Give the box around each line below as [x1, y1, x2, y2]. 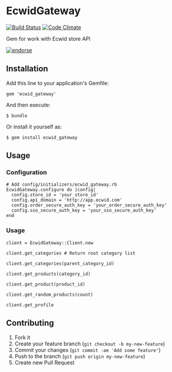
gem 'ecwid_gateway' [6, 90, 57, 97]
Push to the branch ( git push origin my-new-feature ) [14, 352, 145, 360]
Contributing [6, 318, 54, 328]
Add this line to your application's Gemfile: [6, 79, 109, 86]
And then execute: [6, 101, 51, 108]
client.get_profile [6, 302, 54, 308]
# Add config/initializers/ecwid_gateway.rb [6, 182, 117, 187]
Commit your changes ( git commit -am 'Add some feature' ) [14, 346, 161, 353]
